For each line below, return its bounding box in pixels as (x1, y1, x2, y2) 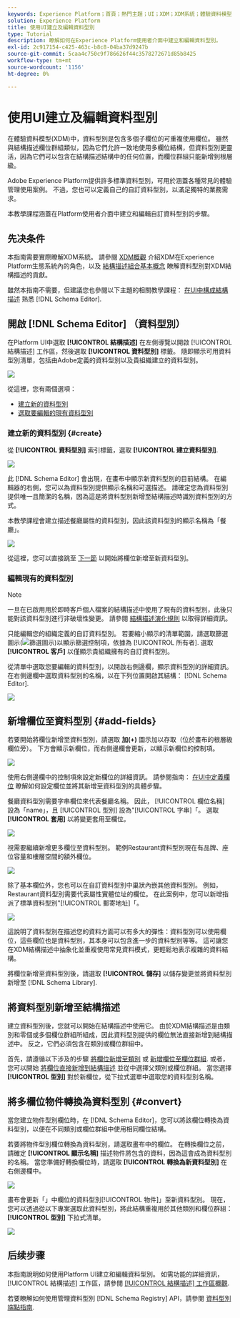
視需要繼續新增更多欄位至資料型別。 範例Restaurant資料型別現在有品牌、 (7, 843, 223, 852)
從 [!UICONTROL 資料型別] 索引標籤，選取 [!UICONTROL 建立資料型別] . (7, 446, 219, 455)
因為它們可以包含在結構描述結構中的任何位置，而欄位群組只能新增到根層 (19, 152, 233, 161)
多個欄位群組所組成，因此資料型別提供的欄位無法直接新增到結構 (38, 1031, 226, 1039)
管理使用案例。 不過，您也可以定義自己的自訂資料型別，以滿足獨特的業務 (7, 185, 222, 194)
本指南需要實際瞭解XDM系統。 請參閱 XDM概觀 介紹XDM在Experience (7, 253, 214, 262)
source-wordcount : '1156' (7, 64, 84, 71)
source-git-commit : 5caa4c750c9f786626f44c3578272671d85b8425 (7, 51, 196, 58)
